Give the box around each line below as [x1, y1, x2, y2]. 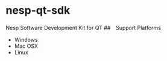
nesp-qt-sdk [5, 4, 71, 17]
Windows [14, 36, 38, 43]
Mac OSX [14, 42, 39, 50]
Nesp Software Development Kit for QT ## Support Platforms [5, 24, 161, 31]
